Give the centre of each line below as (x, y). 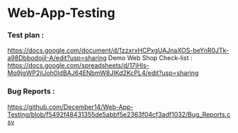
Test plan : (26, 35)
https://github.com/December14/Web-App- (70, 107)
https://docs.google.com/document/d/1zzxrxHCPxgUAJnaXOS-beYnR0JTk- (118, 50)
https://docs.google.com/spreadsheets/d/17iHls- (79, 66)
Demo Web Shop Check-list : (150, 58)
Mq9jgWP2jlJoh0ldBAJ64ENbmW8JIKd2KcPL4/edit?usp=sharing (103, 73)
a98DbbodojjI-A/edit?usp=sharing (57, 58)
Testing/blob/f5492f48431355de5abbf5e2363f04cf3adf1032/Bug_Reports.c (119, 114)
